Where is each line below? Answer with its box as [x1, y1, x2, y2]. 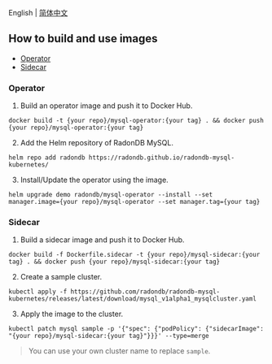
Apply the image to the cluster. [20, 309, 124, 319]
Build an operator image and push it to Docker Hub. [20, 101, 193, 110]
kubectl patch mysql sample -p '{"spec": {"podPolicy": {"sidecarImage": [8, 325, 265, 333]
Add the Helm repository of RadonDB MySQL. [20, 138, 173, 148]
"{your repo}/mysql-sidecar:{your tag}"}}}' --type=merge [8, 332, 209, 340]
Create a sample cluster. [20, 272, 103, 282]
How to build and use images [8, 32, 158, 45]
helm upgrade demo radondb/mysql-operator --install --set [8, 191, 213, 199]
